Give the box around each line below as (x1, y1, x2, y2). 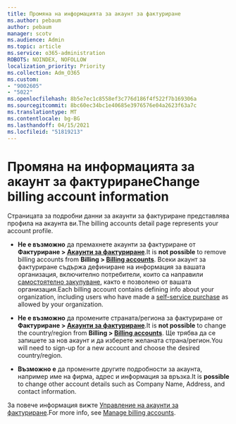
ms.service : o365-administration (7, 50, 106, 57)
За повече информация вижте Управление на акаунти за (7, 401, 179, 409)
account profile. (7, 227, 54, 235)
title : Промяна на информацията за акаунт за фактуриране (7, 10, 181, 18)
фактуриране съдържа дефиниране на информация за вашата (17, 263, 206, 271)
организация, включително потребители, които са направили (17, 270, 204, 279)
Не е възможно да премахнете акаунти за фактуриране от (17, 240, 196, 249)
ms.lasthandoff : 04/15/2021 (7, 121, 90, 129)
